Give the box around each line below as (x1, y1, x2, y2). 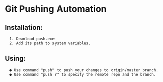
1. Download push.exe (9, 36, 55, 41)
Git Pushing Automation (5, 3, 107, 15)
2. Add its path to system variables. (9, 41, 91, 46)
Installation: (5, 23, 43, 32)
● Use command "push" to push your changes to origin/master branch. (9, 67, 158, 73)
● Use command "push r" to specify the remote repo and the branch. (9, 72, 156, 77)
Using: (5, 54, 26, 63)
